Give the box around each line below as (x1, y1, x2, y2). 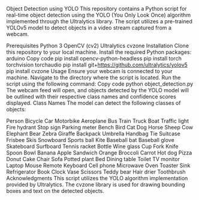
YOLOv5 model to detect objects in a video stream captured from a (6, 24, 172, 31)
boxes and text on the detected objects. (6, 187, 105, 194)
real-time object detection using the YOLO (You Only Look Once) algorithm (6, 11, 191, 19)
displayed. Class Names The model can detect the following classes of (6, 99, 181, 107)
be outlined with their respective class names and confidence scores (6, 93, 177, 100)
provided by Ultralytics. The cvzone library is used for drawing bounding (6, 181, 186, 188)
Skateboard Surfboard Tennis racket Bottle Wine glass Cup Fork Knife (6, 143, 179, 150)
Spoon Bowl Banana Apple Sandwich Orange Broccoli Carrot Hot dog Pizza (6, 149, 192, 156)
